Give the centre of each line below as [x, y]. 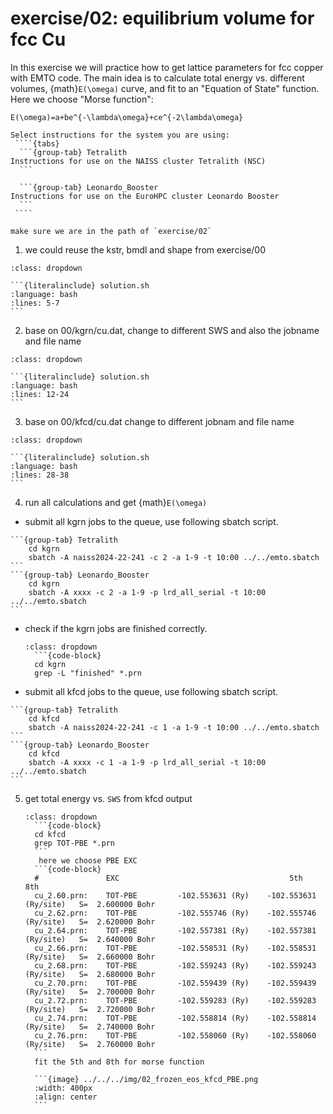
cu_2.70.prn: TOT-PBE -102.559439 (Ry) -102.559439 [175, 983]
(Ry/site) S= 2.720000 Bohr [90, 1009]
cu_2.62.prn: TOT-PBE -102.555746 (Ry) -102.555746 [175, 913]
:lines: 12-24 [40, 394]
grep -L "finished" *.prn [88, 673]
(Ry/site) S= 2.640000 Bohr [90, 939]
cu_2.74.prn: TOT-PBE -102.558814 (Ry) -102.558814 [175, 1018]
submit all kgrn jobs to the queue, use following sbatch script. [151, 521]
